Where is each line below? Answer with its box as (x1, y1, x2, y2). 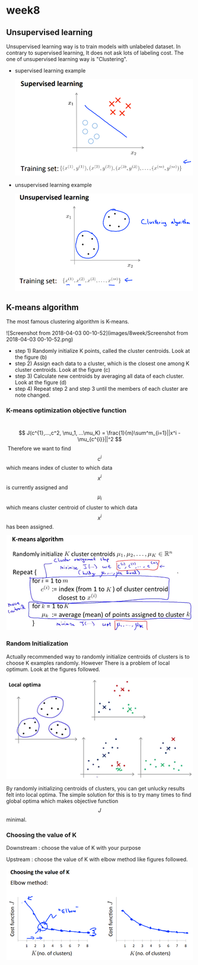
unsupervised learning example (14, 182, 92, 189)
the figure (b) (14, 354, 47, 361)
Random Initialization (6, 640, 69, 648)
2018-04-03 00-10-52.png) (6, 336, 74, 343)
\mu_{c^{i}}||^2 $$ (77, 435, 122, 442)
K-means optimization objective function (6, 406, 127, 415)
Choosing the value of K (6, 831, 77, 839)
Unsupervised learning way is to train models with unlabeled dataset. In (6, 43, 181, 50)
